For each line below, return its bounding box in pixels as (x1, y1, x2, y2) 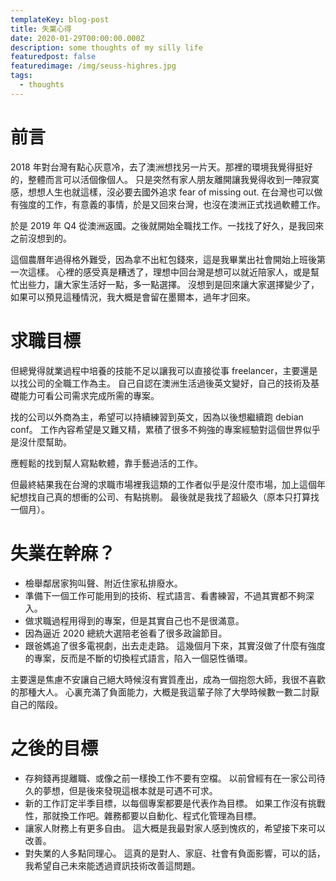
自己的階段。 (10, 698, 63, 710)
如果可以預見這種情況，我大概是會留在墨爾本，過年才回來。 (10, 291, 256, 303)
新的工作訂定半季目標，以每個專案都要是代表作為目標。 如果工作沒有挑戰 (24, 797, 326, 809)
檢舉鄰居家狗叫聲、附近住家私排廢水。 (24, 577, 183, 589)
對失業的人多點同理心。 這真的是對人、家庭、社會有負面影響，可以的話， (24, 847, 326, 859)
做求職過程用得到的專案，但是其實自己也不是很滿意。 (24, 614, 245, 626)
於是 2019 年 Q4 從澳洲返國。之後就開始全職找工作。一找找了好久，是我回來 (10, 219, 325, 231)
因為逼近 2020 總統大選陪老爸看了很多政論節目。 (24, 627, 228, 639)
